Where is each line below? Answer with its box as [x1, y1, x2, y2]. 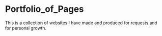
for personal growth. [5, 25, 47, 31]
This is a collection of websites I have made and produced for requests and [5, 20, 158, 26]
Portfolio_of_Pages [5, 3, 84, 15]
